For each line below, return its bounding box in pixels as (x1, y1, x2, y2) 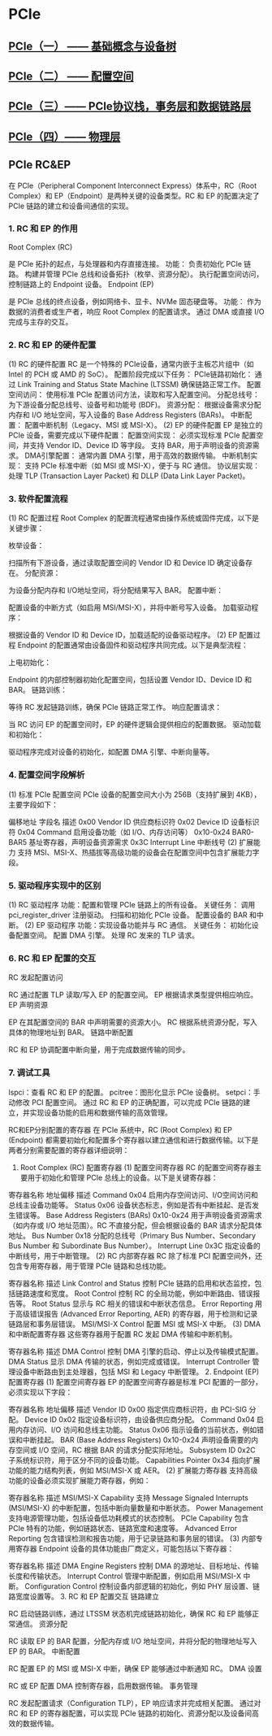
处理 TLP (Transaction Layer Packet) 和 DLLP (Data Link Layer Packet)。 (8, 471, 250, 481)
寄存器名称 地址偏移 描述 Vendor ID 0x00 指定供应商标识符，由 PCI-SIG (8, 1404, 248, 1414)
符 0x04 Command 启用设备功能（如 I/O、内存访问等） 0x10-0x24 (8, 827, 231, 837)
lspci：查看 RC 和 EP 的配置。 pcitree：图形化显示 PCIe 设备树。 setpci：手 (8, 1087, 261, 1097)
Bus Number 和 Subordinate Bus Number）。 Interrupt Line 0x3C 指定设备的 (8, 1241, 261, 1251)
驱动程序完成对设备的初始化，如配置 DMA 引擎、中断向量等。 (8, 747, 214, 757)
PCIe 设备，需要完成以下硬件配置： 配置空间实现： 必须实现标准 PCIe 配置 (8, 430, 257, 440)
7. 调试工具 (8, 1067, 50, 1078)
